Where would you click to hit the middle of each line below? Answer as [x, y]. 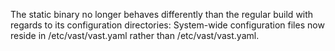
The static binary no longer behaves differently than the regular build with [162, 14]
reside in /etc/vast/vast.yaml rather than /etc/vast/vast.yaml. [135, 35]
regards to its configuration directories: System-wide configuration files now [167, 25]
